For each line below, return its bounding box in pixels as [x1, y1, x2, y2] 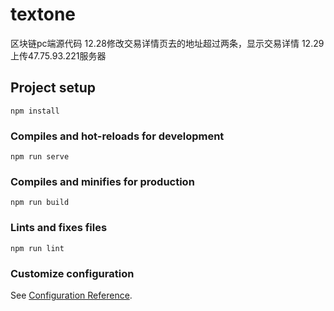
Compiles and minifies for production [10, 174, 195, 188]
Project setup [10, 79, 97, 97]
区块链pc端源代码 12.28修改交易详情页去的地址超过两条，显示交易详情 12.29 [10, 37, 325, 49]
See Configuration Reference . [10, 289, 133, 301]
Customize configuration [10, 266, 135, 280]
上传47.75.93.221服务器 [10, 49, 107, 62]
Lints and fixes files [10, 221, 108, 235]
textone [10, 3, 77, 26]
